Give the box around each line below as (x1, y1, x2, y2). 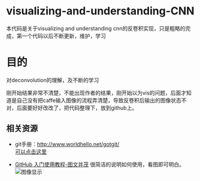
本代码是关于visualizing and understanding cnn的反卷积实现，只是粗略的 (6, 25, 186, 32)
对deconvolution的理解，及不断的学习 (6, 76, 99, 83)
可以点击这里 (14, 148, 47, 155)
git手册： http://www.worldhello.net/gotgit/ (14, 140, 120, 147)
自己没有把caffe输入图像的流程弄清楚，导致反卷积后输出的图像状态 (16, 96, 181, 104)
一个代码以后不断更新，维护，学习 (22, 32, 106, 40)
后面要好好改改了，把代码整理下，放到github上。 (16, 104, 138, 111)
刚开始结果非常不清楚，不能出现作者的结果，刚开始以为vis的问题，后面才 (6, 89, 187, 96)
